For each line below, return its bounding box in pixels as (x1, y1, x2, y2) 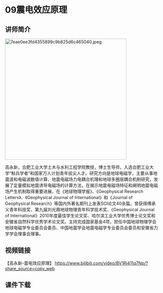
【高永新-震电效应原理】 (5, 260, 54, 266)
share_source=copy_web (5, 265, 55, 271)
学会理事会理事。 (9, 231, 44, 236)
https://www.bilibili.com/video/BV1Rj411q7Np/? (55, 260, 148, 266)
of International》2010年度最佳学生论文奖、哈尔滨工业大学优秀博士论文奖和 (5, 213, 156, 218)
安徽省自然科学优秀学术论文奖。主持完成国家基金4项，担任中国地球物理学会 (5, 219, 157, 224)
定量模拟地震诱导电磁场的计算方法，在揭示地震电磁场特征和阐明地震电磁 (13, 183, 158, 188)
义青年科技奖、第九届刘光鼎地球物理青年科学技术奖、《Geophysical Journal (5, 207, 155, 212)
